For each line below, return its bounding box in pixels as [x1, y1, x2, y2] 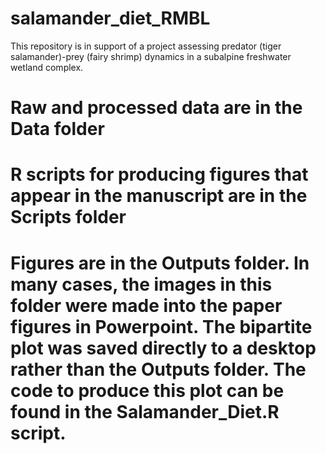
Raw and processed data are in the [10, 97, 303, 119]
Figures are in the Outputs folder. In [10, 252, 310, 274]
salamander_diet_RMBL [10, 7, 211, 30]
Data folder [10, 118, 105, 141]
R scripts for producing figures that [10, 163, 309, 186]
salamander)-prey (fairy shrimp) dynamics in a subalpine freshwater [10, 50, 292, 62]
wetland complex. [10, 61, 84, 73]
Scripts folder [10, 206, 127, 229]
